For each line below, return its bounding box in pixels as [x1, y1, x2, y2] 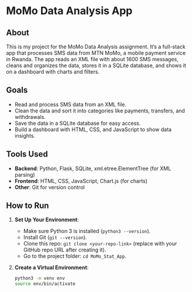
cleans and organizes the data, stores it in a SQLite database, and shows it [6, 62, 187, 69]
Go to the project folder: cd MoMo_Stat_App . [23, 253, 127, 260]
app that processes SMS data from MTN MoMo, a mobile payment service [6, 49, 186, 57]
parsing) [14, 171, 35, 178]
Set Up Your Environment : [14, 216, 79, 223]
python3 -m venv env [14, 276, 65, 281]
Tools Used [6, 149, 48, 160]
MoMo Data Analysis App [6, 4, 133, 18]
